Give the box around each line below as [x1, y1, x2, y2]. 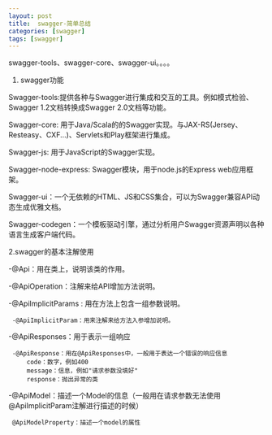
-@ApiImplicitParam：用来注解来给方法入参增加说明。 [11, 316, 175, 325]
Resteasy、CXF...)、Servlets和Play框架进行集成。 [8, 130, 175, 140]
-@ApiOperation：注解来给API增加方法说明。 [8, 281, 160, 291]
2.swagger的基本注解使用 [8, 247, 94, 257]
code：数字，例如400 [26, 359, 89, 367]
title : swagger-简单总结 [8, 20, 92, 28]
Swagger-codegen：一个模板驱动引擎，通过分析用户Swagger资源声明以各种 [8, 220, 265, 229]
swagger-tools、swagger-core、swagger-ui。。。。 [8, 58, 175, 67]
